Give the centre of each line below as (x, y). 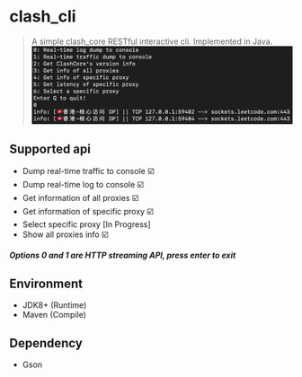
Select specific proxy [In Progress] (86, 224)
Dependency (46, 343)
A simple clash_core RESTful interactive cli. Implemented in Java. (152, 41)
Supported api (50, 149)
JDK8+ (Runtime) (54, 305)
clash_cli (43, 17)
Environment (46, 283)
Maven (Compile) (54, 315)
